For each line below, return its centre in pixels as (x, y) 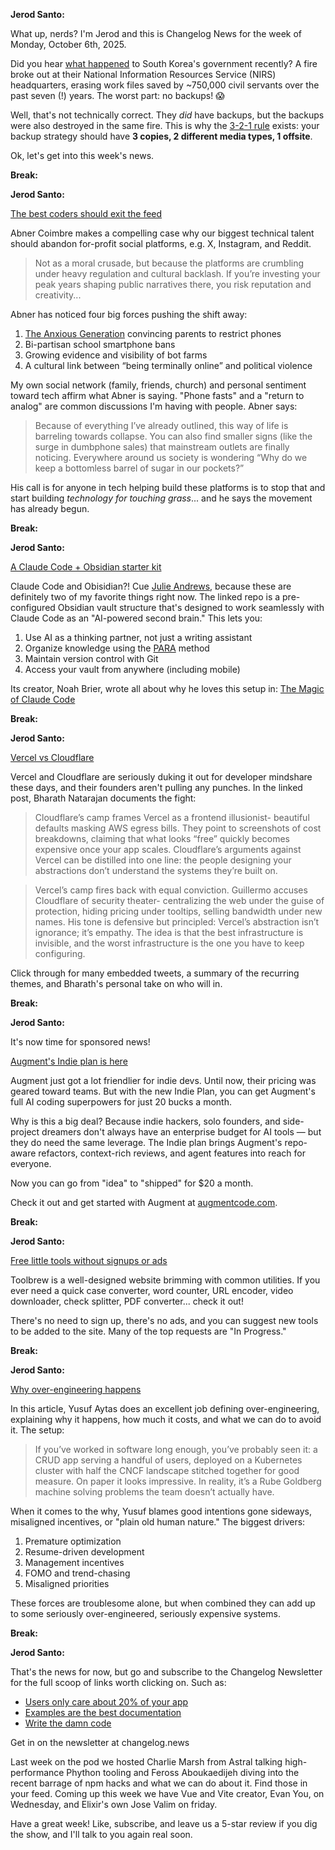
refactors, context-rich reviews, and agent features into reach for (172, 1153)
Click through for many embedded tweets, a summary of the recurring (155, 973)
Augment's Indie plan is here (69, 1061)
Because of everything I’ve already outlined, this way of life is (161, 425)
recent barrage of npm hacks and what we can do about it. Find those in (159, 1783)
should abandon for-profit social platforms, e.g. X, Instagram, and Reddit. (161, 243)
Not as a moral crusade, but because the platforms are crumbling (169, 263)
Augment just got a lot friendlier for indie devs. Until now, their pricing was (163, 1080)
